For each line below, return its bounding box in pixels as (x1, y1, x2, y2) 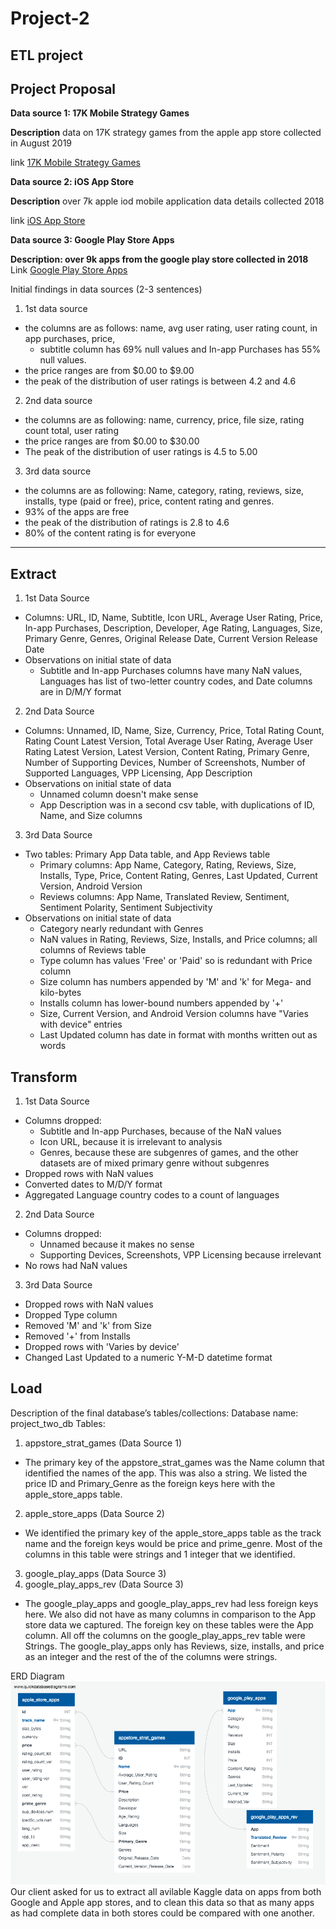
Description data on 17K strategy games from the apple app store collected (10, 127, 322, 139)
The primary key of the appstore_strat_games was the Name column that (24, 1456, 325, 1468)
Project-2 (10, 7, 90, 30)
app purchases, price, (24, 333, 116, 345)
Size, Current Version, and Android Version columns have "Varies (39, 1008, 309, 1020)
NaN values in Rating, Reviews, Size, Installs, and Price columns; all (39, 933, 318, 946)
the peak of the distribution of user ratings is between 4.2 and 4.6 (24, 375, 297, 387)
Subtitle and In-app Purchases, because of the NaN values (39, 1125, 282, 1137)
